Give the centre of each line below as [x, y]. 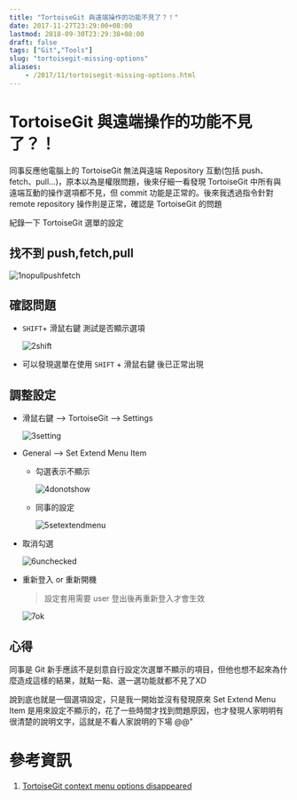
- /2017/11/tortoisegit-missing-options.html [111, 75]
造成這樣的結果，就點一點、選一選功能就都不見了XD [111, 680]
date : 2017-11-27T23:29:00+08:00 [71, 26]
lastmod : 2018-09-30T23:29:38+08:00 [77, 34]
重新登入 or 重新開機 [59, 580]
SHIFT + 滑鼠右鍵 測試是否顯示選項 [83, 329]
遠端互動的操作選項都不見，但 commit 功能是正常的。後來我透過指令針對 [141, 193]
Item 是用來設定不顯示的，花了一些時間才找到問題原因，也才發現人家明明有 [146, 710]
